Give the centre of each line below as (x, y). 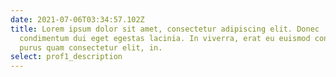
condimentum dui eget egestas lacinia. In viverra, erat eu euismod (165, 38)
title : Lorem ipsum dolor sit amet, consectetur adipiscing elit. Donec (165, 29)
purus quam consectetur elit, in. (91, 47)
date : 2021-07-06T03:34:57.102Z (77, 19)
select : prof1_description (66, 57)
